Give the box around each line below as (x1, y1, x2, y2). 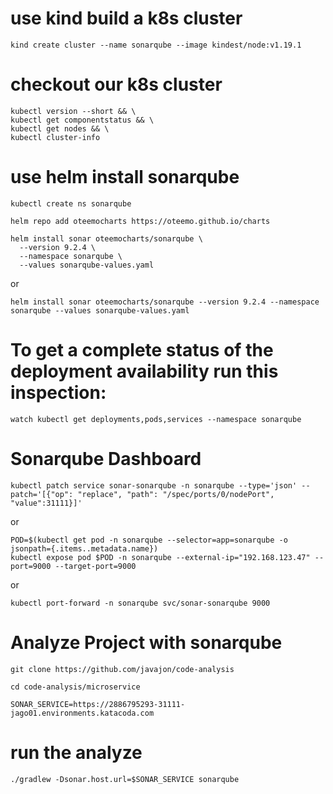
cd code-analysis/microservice (10, 682, 141, 692)
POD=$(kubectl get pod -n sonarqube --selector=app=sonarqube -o (10, 535, 288, 545)
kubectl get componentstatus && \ (10, 115, 155, 125)
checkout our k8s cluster (10, 73, 223, 96)
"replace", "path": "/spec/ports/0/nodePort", (77, 489, 275, 499)
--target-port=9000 (54, 561, 137, 571)
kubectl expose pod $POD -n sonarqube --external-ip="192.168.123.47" (10, 552, 311, 562)
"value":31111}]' (10, 498, 83, 508)
